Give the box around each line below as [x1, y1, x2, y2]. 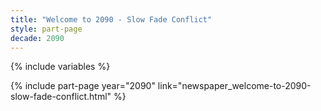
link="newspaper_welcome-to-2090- [157, 80, 312, 92]
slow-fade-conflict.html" [10, 91, 112, 103]
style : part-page [10, 24, 83, 34]
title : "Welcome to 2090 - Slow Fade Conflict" [10, 14, 213, 25]
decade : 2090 [10, 33, 65, 43]
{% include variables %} [10, 61, 111, 73]
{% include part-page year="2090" [10, 80, 156, 92]
